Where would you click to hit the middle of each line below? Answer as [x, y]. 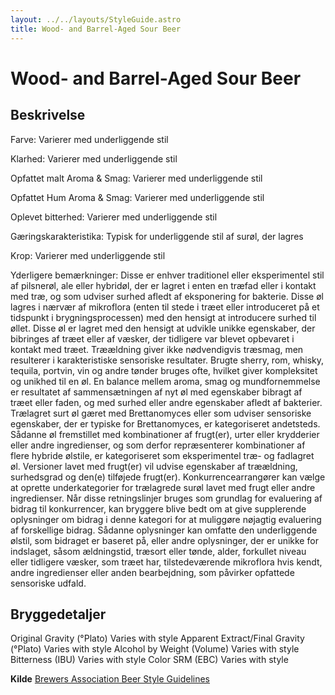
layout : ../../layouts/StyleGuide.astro [96, 19]
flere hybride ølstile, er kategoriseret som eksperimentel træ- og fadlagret [162, 455]
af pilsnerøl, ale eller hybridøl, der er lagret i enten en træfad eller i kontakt [163, 285]
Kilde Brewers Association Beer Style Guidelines [110, 679]
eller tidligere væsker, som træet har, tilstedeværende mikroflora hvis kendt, [166, 562]
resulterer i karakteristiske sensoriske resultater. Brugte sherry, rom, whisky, [167, 360]
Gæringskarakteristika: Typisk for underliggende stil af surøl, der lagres [157, 236]
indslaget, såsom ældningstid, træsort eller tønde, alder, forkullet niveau [158, 551]
